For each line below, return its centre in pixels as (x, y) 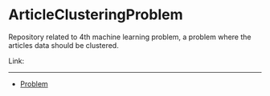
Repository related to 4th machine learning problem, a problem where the (130, 37)
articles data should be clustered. (63, 45)
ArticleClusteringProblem (96, 15)
